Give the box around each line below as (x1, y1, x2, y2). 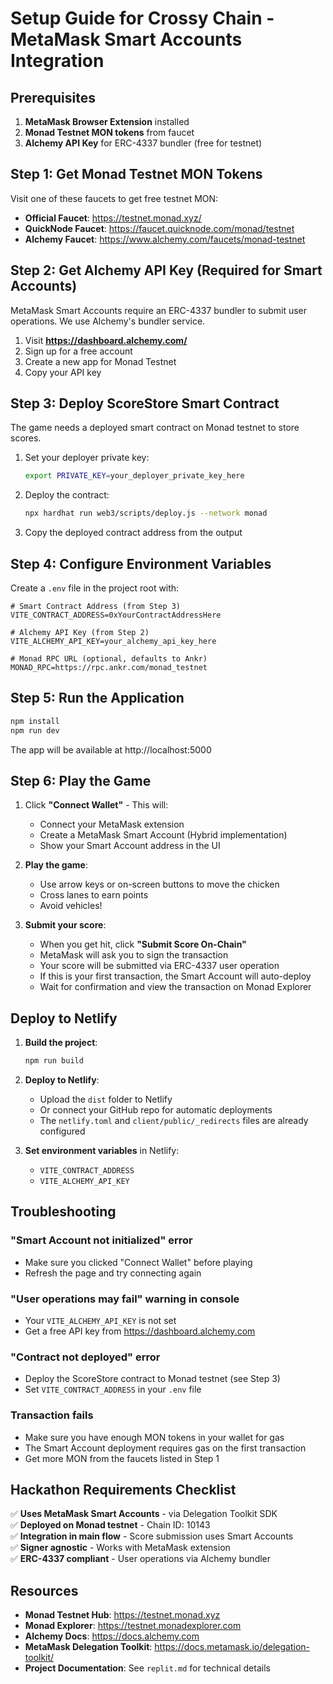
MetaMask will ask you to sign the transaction (39, 949, 229, 961)
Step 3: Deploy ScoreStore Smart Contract (10, 395, 280, 412)
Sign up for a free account (24, 345, 133, 357)
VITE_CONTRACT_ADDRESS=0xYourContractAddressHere (10, 610, 222, 620)
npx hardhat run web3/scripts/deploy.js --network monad (24, 508, 268, 519)
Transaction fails (10, 1408, 94, 1422)
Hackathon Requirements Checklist (10, 1482, 237, 1499)
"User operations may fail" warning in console (10, 1292, 240, 1306)
